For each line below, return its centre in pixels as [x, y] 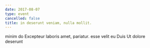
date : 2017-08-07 [22, 9]
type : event [17, 14]
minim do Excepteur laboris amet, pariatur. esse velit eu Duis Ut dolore [75, 36]
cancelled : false [22, 18]
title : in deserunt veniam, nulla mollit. [48, 23]
